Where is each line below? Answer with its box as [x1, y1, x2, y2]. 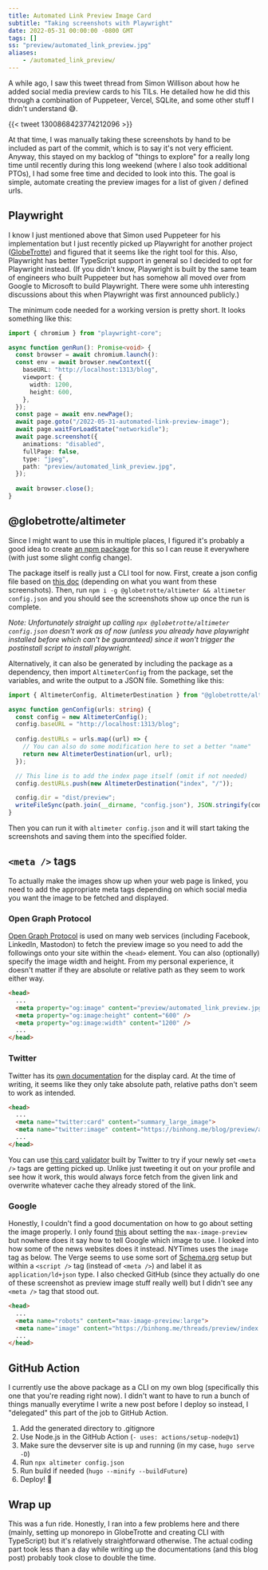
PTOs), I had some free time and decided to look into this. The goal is [8, 169, 236, 178]
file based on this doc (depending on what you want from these [8, 577, 217, 586]
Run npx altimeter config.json [19, 1457, 125, 1468]
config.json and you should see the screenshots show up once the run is [8, 593, 250, 603]
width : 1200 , [29, 381, 73, 389]
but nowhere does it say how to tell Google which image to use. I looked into [8, 1236, 259, 1245]
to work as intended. [8, 1088, 76, 1097]
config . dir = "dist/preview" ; [15, 793, 116, 802]
